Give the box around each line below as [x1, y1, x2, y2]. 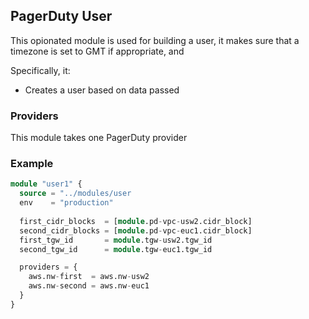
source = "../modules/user [19, 189, 132, 199]
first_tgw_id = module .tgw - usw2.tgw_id [19, 235, 213, 245]
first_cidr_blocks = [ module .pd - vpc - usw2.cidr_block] [19, 216, 253, 226]
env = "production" [19, 198, 114, 208]
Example [10, 157, 54, 171]
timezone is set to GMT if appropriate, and [10, 45, 185, 57]
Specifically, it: [10, 64, 71, 76]
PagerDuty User [10, 8, 113, 25]
